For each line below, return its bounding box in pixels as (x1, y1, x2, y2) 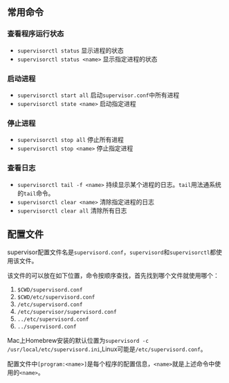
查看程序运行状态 (7, 29, 64, 39)
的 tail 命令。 (17, 189, 55, 197)
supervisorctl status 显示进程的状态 (17, 46, 124, 54)
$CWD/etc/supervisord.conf (17, 294, 95, 301)
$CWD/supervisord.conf (17, 287, 83, 294)
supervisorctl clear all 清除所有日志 (17, 206, 127, 215)
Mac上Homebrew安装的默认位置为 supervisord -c (7, 337, 149, 345)
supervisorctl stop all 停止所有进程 (17, 136, 125, 144)
